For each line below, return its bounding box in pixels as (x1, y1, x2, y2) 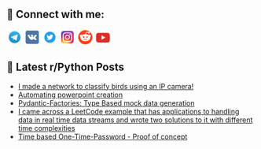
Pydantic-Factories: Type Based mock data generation (17, 98, 195, 107)
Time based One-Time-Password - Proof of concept (17, 132, 188, 141)
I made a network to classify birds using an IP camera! (17, 81, 194, 91)
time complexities (17, 123, 75, 132)
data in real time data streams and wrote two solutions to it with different (17, 115, 253, 125)
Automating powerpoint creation (17, 90, 123, 99)
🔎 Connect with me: (6, 8, 105, 21)
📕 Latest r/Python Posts (6, 61, 125, 74)
